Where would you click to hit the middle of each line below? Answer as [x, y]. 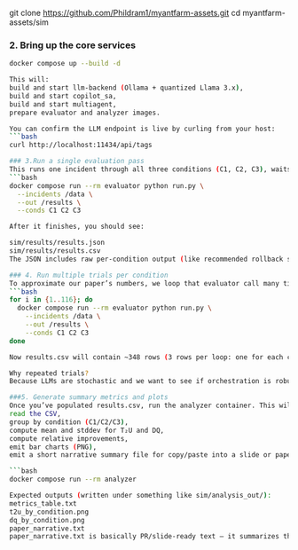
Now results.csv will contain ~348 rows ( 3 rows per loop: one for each [146, 357]
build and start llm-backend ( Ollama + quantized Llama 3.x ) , [126, 88]
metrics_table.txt [43, 503]
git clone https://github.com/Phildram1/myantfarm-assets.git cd [125, 13]
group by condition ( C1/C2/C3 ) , [69, 422]
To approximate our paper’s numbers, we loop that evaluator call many [144, 283]
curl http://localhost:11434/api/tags [81, 145]
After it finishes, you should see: [77, 227]
